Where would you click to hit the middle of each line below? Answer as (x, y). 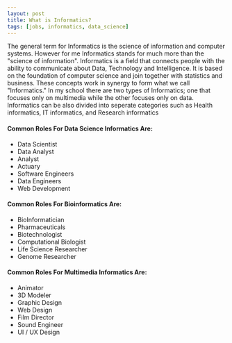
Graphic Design (40, 302)
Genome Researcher (47, 256)
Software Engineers (45, 174)
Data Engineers (39, 181)
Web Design (35, 310)
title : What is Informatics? (49, 20)
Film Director (35, 317)
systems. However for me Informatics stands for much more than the (106, 53)
